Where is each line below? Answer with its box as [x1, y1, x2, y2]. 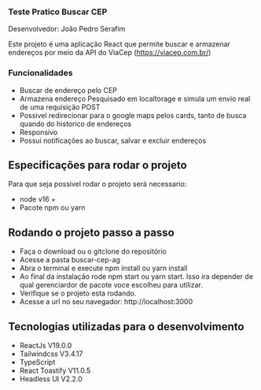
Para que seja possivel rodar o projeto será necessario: [8, 180, 187, 189]
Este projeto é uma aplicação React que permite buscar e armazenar [8, 39, 230, 49]
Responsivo [19, 127, 58, 136]
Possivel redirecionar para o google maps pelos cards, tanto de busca [19, 110, 247, 120]
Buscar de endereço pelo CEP [19, 85, 118, 95]
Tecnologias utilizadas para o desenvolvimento [8, 320, 244, 333]
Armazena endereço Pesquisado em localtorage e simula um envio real [19, 94, 251, 103]
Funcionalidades [8, 68, 73, 79]
